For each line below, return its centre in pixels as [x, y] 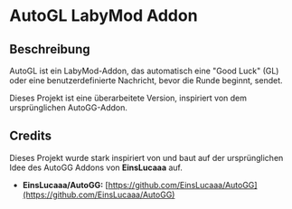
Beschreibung [50, 49]
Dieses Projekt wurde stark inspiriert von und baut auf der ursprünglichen [146, 157]
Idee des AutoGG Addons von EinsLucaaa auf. [96, 167]
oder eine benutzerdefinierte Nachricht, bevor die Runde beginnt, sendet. [146, 81]
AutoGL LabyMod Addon [104, 16]
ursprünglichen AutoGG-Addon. [69, 108]
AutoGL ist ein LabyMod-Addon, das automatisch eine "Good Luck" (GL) [144, 71]
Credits [31, 136]
